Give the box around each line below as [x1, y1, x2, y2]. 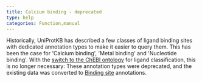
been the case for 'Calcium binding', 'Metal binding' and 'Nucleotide [6, 50, 177, 57]
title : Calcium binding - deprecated [6, 9, 102, 15]
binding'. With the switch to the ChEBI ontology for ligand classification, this [6, 56, 196, 64]
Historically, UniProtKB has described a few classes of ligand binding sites [6, 37, 193, 44]
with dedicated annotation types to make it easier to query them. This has [6, 43, 191, 50]
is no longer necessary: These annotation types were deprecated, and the [6, 63, 192, 70]
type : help [6, 15, 34, 21]
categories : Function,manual [6, 20, 80, 26]
